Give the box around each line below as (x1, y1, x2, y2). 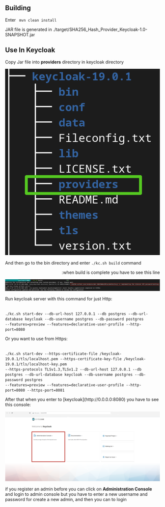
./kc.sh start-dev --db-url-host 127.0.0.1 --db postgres (5, 311, 126, 316)
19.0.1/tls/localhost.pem (5, 356, 58, 361)
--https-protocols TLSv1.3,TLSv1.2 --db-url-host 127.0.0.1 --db (5, 367, 141, 372)
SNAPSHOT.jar (5, 31, 35, 37)
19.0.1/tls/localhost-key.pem (5, 362, 67, 367)
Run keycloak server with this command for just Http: (5, 295, 112, 301)
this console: (5, 401, 31, 407)
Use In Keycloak (5, 46, 55, 54)
